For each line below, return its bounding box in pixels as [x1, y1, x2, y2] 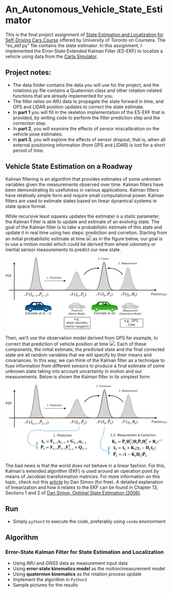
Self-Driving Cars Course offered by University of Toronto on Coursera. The [5, 37, 166, 43]
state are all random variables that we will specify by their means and [5, 352, 152, 358]
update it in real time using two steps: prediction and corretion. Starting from [5, 229, 167, 236]
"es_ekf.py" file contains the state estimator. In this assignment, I [5, 42, 142, 48]
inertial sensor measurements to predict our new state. [5, 246, 122, 253]
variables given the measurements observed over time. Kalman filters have [5, 181, 164, 187]
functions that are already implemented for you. [12, 92, 114, 99]
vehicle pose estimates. [12, 131, 63, 137]
